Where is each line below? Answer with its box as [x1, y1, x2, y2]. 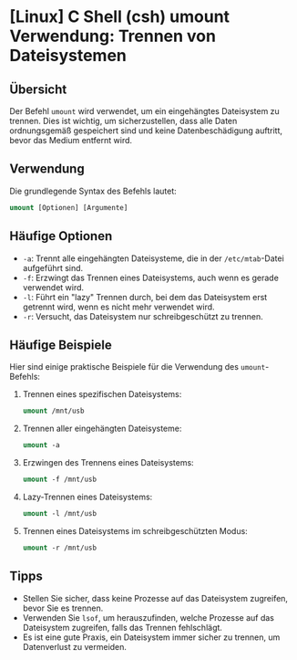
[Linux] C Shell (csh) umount [9, 6, 230, 27]
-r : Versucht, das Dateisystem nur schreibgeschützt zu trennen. [22, 310, 263, 321]
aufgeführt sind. [22, 262, 84, 273]
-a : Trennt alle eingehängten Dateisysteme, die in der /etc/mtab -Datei [22, 253, 284, 264]
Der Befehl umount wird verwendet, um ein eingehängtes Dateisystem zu [9, 106, 280, 116]
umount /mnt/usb [22, 406, 85, 416]
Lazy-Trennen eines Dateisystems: [22, 491, 153, 502]
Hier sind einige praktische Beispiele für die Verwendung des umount [9, 361, 266, 372]
